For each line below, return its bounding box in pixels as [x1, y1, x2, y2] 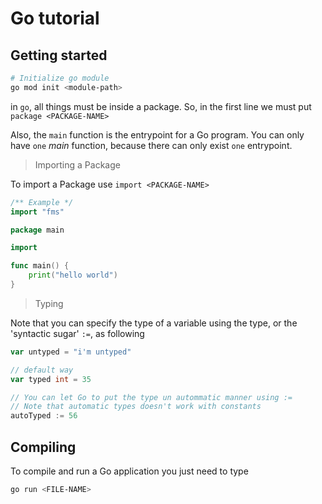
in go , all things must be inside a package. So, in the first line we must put [10, 100, 312, 112]
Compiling [10, 438, 77, 456]
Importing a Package [34, 158, 121, 171]
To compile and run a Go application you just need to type [10, 465, 249, 477]
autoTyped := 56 [10, 411, 78, 421]
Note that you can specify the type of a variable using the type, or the [10, 317, 298, 329]
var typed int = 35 [10, 374, 92, 384]
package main [10, 225, 65, 235]
